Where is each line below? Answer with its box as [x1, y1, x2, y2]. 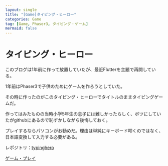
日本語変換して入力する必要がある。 [5, 134, 80, 140]
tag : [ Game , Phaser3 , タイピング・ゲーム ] [5, 21, 89, 26]
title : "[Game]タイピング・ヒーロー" [5, 12, 77, 17]
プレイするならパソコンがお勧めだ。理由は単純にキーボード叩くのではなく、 [5, 128, 163, 134]
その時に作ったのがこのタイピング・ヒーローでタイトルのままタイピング [5, 94, 154, 100]
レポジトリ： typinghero [5, 144, 54, 150]
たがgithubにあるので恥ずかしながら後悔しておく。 [5, 117, 110, 123]
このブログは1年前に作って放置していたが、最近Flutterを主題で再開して [5, 66, 152, 72]
